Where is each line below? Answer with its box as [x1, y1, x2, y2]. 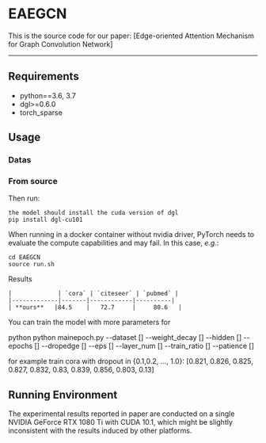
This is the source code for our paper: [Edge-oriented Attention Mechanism [8, 31, 255, 40]
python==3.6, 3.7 [19, 90, 77, 100]
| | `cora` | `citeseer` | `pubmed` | [8, 290, 179, 298]
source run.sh [8, 261, 55, 269]
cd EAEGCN [8, 254, 41, 262]
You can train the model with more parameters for [8, 318, 171, 327]
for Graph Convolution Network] [8, 39, 113, 48]
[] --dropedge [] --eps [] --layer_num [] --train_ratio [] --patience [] [34, 342, 255, 351]
